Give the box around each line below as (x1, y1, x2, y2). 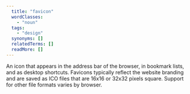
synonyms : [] (11, 36, 44, 41)
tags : (11, 25, 25, 31)
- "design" (16, 30, 44, 36)
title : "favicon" (11, 8, 54, 15)
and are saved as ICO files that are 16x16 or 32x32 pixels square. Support (6, 75, 184, 82)
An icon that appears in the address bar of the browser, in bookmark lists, (6, 62, 184, 69)
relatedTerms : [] (11, 41, 54, 47)
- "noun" (16, 19, 38, 25)
